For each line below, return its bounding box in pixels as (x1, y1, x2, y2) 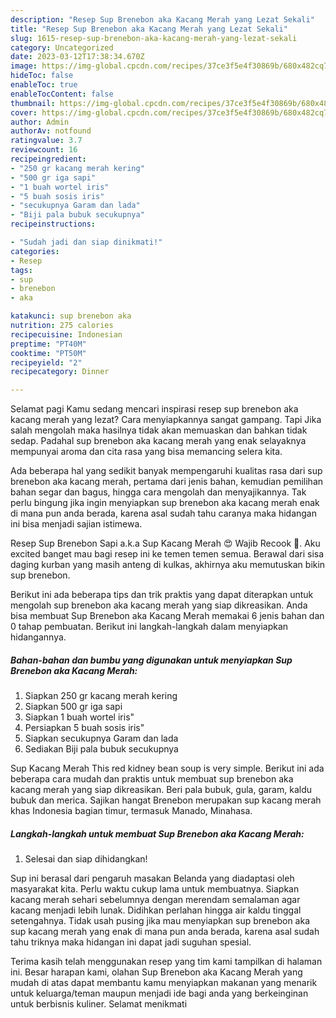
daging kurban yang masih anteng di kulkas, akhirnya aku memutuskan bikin (10, 559, 326, 571)
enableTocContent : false (10, 89, 114, 99)
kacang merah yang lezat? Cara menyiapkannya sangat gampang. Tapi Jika (10, 414, 322, 426)
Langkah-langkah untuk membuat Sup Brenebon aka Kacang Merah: (10, 827, 305, 840)
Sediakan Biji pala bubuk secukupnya (24, 743, 179, 755)
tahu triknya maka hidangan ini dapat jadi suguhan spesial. (10, 936, 252, 948)
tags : (10, 265, 33, 275)
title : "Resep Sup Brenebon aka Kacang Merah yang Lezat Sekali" (10, 24, 288, 34)
